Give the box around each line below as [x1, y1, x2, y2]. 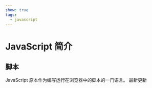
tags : [5, 12, 17, 17]
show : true [5, 7, 29, 13]
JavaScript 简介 [5, 40, 73, 52]
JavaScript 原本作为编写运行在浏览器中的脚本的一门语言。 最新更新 [5, 77, 147, 83]
